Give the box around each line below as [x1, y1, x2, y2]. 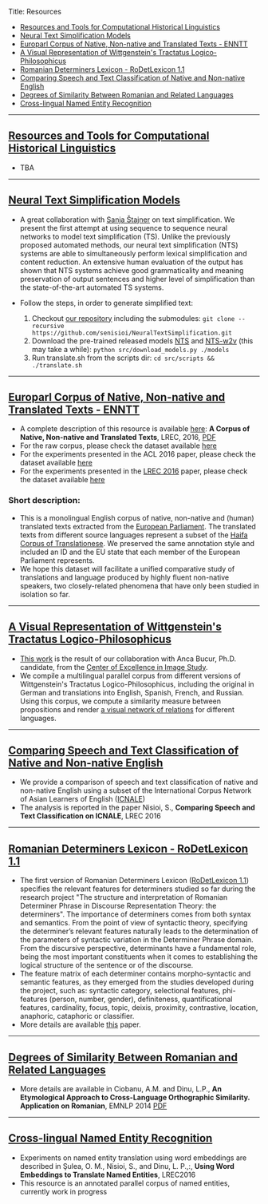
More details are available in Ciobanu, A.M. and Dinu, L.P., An [19, 1083, 222, 1093]
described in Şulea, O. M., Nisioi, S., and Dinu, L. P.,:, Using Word [19, 1161, 235, 1170]
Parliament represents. [19, 555, 95, 565]
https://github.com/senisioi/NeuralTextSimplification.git [31, 329, 233, 337]
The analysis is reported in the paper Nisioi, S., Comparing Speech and [19, 802, 255, 813]
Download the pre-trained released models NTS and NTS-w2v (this [31, 335, 254, 346]
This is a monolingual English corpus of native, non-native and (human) [19, 513, 254, 522]
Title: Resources [8, 7, 62, 16]
